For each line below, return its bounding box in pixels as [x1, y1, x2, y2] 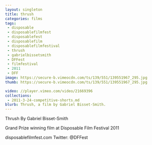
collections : [5, 93, 32, 98]
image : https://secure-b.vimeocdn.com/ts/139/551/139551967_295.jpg [5, 75, 148, 80]
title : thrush [5, 12, 34, 17]
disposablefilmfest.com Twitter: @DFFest [5, 135, 88, 141]
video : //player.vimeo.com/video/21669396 [5, 88, 93, 93]
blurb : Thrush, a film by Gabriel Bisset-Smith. [5, 102, 106, 107]
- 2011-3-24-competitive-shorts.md [7, 98, 80, 103]
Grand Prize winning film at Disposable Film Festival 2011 [5, 125, 120, 131]
